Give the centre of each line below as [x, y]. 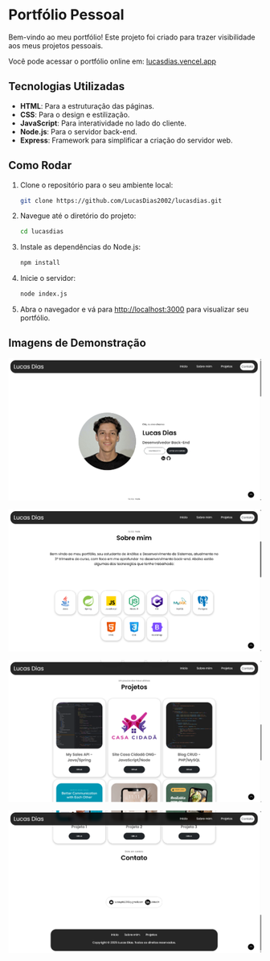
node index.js [43, 294]
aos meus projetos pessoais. [56, 45]
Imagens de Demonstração [77, 343]
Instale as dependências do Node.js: [80, 247]
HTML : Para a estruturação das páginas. [87, 105]
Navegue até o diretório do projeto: [78, 216]
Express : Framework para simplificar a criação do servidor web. [126, 140]
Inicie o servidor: [48, 278]
